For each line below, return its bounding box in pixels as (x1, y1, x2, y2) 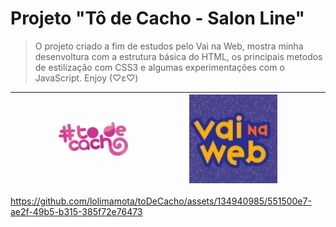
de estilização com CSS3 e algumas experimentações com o (34, 61, 285, 73)
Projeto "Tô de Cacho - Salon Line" (10, 7, 306, 30)
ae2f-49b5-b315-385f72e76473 (10, 206, 143, 218)
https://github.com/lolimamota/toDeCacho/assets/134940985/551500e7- (10, 195, 312, 207)
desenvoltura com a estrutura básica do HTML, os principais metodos (34, 50, 323, 62)
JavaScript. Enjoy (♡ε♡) (34, 72, 139, 84)
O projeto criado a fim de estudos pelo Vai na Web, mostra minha (34, 40, 304, 52)
